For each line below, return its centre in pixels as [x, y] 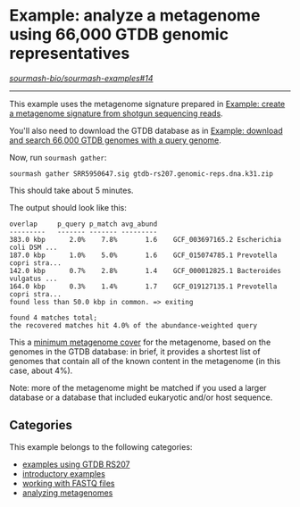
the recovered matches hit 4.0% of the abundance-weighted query [133, 325]
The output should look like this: [68, 207]
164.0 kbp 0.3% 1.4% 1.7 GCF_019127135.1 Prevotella [143, 287]
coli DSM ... [33, 247]
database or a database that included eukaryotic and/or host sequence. [141, 397]
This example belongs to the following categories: [101, 446]
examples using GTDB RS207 [76, 464]
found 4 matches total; [54, 318]
